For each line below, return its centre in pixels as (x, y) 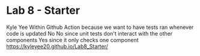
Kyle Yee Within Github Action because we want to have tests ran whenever (100, 27)
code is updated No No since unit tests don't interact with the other (89, 33)
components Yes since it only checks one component (73, 40)
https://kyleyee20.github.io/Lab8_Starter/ (57, 46)
